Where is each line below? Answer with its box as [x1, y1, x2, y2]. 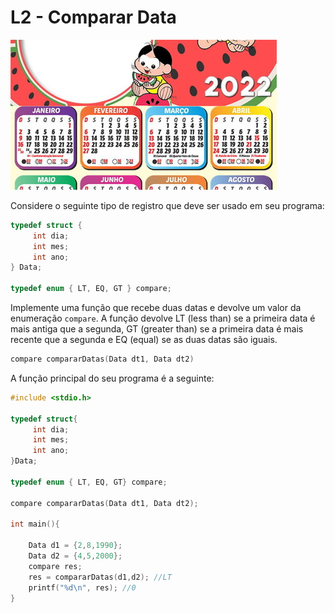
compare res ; [28, 561, 83, 571]
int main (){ [10, 519, 60, 530]
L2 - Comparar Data [10, 6, 177, 29]
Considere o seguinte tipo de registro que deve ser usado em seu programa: [10, 199, 325, 211]
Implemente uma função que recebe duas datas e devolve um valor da [10, 302, 302, 314]
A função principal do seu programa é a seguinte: [10, 372, 215, 384]
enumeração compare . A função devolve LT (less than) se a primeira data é [10, 312, 316, 325]
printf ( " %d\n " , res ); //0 [28, 582, 137, 593]
